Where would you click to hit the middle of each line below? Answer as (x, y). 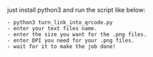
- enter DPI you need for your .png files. (71, 41)
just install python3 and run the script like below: (76, 10)
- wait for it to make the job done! (62, 47)
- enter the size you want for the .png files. (77, 34)
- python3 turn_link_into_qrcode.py (60, 23)
